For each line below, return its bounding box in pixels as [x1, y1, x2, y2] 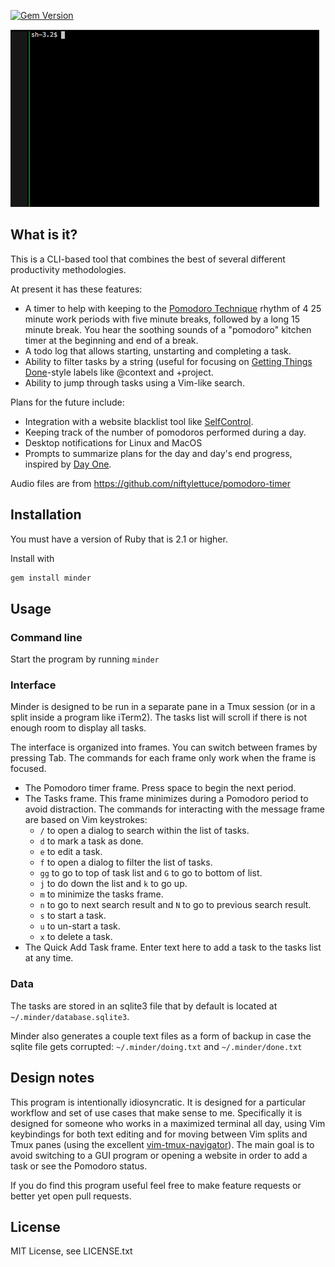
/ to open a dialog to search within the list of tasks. [39, 825, 250, 837]
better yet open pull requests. [10, 1190, 132, 1202]
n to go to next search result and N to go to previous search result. [39, 899, 312, 911]
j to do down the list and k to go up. [39, 878, 188, 890]
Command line [10, 630, 83, 644]
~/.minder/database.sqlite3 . [10, 1010, 130, 1022]
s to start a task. [39, 910, 107, 922]
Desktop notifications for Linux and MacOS [24, 436, 203, 449]
